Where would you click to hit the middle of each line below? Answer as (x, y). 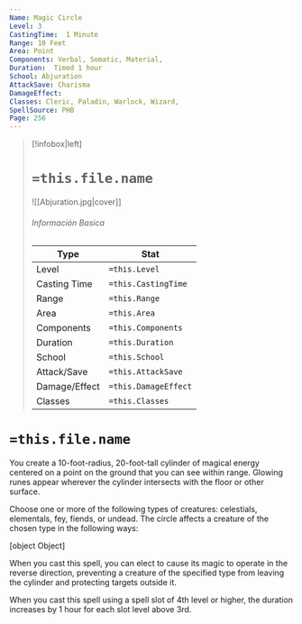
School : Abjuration (46, 77)
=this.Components (146, 328)
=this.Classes (139, 401)
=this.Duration (141, 343)
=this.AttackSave (146, 372)
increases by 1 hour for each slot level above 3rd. (101, 610)
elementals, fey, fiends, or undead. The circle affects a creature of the (139, 518)
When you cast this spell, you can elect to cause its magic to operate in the (149, 564)
